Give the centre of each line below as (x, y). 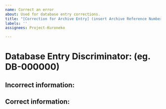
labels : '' (16, 23)
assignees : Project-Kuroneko (35, 28)
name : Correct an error (30, 10)
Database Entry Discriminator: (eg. (78, 56)
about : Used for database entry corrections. (53, 14)
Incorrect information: (40, 85)
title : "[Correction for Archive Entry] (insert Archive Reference (76, 19)
